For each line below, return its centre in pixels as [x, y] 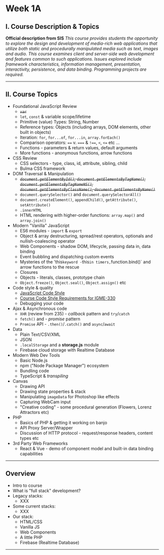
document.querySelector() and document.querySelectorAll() [81, 194]
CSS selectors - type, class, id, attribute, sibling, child [73, 163]
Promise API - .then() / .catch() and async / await [68, 324]
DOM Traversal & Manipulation [43, 173]
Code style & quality [33, 288]
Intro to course [27, 485]
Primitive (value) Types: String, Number [59, 122]
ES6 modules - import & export [51, 230]
